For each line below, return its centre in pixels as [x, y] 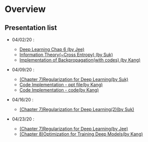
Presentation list [31, 28]
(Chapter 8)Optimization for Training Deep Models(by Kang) [81, 134]
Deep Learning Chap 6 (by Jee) [52, 49]
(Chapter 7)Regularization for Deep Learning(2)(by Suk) [77, 109]
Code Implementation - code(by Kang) [59, 90]
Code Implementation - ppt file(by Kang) [61, 84]
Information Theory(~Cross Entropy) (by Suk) [66, 54]
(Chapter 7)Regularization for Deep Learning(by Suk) [74, 79]
